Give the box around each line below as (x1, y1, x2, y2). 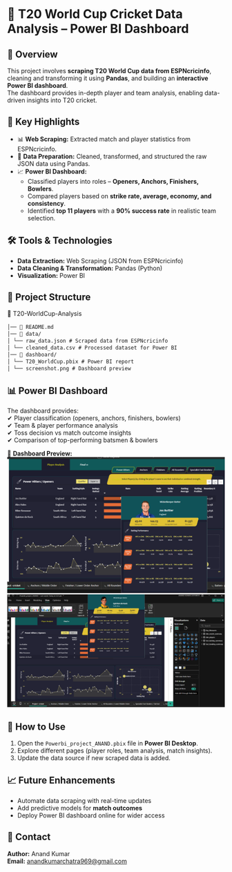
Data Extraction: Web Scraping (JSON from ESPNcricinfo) (17, 256, 184, 265)
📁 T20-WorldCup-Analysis (7, 310, 82, 318)
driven (7, 96, 26, 104)
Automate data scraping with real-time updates (17, 796, 152, 804)
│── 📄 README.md (7, 324, 54, 331)
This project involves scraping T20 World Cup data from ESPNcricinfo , (7, 67, 212, 75)
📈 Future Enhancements (7, 775, 116, 786)
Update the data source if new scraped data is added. (17, 753, 171, 762)
